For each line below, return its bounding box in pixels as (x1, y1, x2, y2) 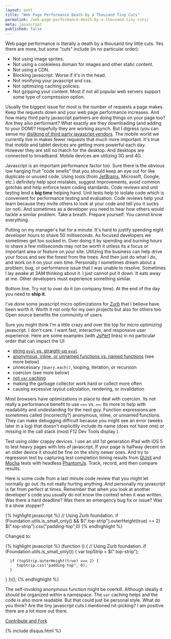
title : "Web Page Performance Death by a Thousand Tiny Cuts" (5, 12, 140, 17)
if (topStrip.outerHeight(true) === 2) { (10, 558, 99, 564)
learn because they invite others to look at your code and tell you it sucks (5, 200, 159, 207)
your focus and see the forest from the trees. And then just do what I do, (5, 254, 157, 260)
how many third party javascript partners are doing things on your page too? (5, 115, 165, 121)
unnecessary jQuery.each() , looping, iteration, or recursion (12, 364, 137, 371)
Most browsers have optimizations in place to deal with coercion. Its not (5, 396, 156, 402)
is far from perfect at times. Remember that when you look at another (5, 486, 151, 492)
